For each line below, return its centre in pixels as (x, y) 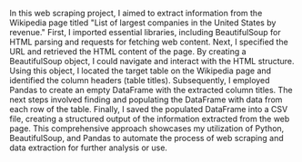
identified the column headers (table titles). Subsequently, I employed (140, 80)
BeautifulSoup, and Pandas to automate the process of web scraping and (146, 138)
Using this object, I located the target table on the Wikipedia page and (140, 71)
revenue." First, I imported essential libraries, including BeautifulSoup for (145, 32)
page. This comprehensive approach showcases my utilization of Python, (147, 129)
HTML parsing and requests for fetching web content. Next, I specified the (149, 42)
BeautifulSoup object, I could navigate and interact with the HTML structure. (152, 61)
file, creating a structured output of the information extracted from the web (150, 119)
